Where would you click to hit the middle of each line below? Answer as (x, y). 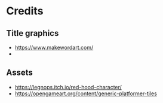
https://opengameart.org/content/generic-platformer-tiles (86, 93)
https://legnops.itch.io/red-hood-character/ (68, 87)
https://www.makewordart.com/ (54, 47)
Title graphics (33, 33)
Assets (19, 73)
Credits (25, 11)
